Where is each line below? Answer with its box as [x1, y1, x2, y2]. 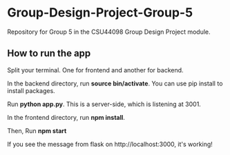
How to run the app [7, 48, 91, 59]
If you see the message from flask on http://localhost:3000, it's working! [7, 140, 213, 148]
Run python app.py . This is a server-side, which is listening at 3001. [7, 100, 202, 108]
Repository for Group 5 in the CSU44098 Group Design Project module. [7, 28, 211, 36]
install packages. [7, 86, 55, 94]
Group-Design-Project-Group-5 [7, 5, 193, 21]
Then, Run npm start [7, 126, 67, 135]
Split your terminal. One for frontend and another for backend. [7, 65, 184, 74]
